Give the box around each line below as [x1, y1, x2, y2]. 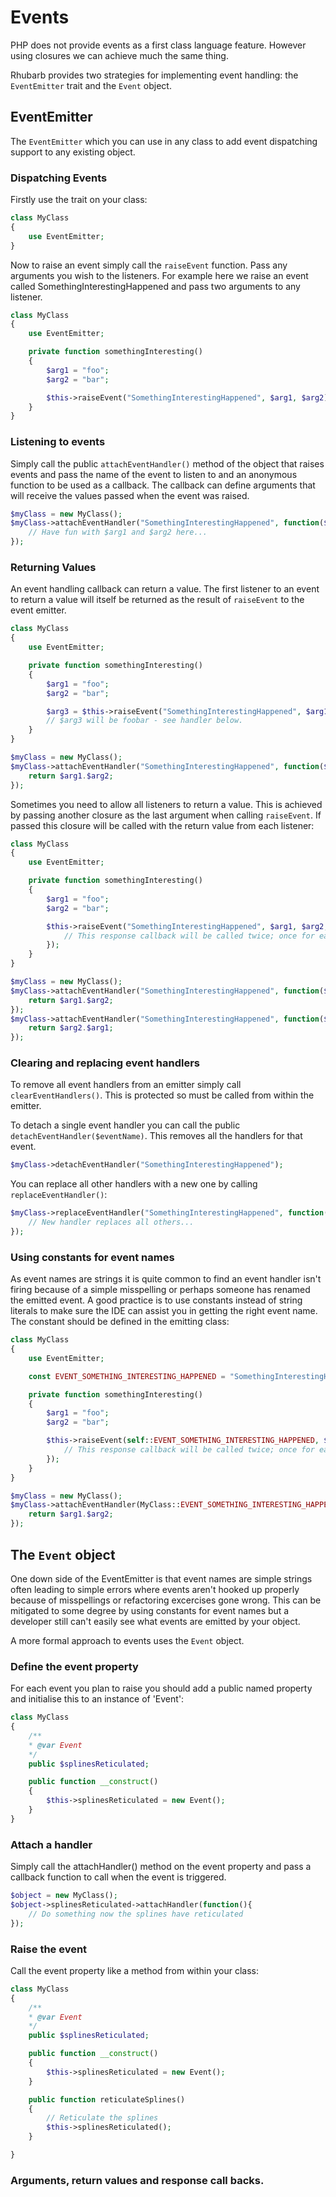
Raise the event [10, 1942, 88, 1956]
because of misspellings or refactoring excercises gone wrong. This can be [10, 1594, 322, 1606]
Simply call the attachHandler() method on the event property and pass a [10, 1861, 312, 1873]
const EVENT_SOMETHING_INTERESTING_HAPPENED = [28, 1371, 226, 1381]
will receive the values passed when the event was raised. [10, 489, 250, 501]
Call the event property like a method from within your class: [10, 1964, 259, 1976]
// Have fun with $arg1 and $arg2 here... [28, 527, 208, 538]
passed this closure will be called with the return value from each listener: [10, 819, 315, 831]
